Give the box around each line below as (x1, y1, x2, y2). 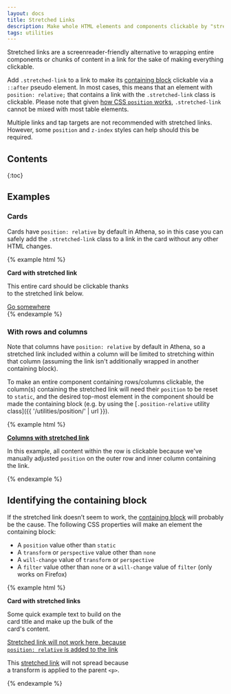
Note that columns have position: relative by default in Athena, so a (7, 343, 206, 351)
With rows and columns (7, 327, 88, 337)
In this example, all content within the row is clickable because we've (7, 447, 203, 456)
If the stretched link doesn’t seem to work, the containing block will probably (7, 513, 224, 521)
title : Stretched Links (7, 16, 76, 23)
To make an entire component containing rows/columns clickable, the (7, 378, 204, 386)
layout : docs (7, 10, 45, 17)
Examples (7, 191, 50, 203)
